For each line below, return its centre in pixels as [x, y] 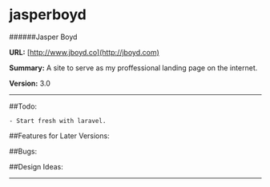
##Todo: [23, 106]
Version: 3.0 [30, 83]
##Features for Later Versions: [60, 135]
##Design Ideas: [36, 166]
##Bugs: [23, 151]
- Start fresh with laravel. [58, 121]
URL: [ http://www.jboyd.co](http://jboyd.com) [84, 52]
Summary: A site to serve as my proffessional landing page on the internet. [133, 68]
